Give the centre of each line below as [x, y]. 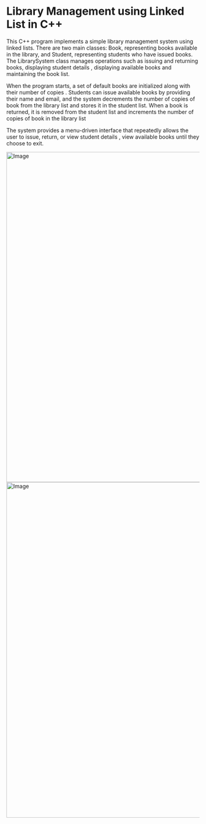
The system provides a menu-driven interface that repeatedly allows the [97, 130]
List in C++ [35, 24]
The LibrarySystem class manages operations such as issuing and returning [102, 61]
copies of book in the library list [46, 118]
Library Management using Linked [95, 11]
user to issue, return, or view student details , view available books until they [103, 137]
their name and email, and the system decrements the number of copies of [101, 99]
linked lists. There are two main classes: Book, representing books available [102, 48]
